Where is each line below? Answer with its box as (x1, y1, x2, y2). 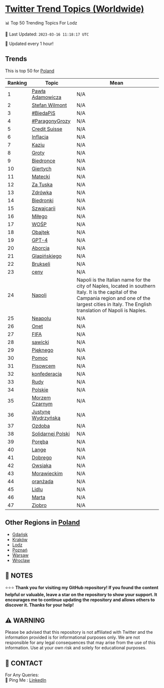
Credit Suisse (31, 126, 62, 132)
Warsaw (12, 552, 29, 558)
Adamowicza (31, 94, 62, 101)
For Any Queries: (5, 672, 39, 678)
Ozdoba (31, 422, 50, 429)
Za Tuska (31, 181, 53, 188)
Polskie (31, 386, 49, 393)
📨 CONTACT (5, 659, 43, 667)
